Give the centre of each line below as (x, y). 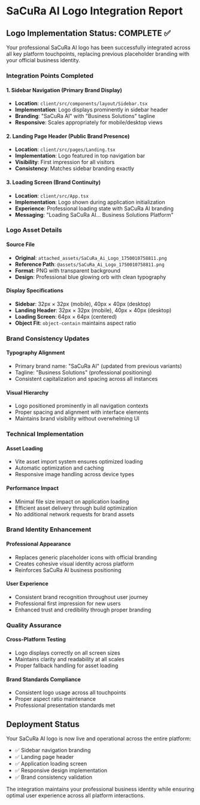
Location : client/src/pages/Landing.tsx (65, 149)
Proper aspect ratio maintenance (55, 699)
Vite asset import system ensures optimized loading (79, 462)
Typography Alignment (36, 353)
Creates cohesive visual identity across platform (74, 564)
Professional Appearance (39, 544)
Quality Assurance (34, 625)
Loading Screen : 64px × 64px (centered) (66, 316)
